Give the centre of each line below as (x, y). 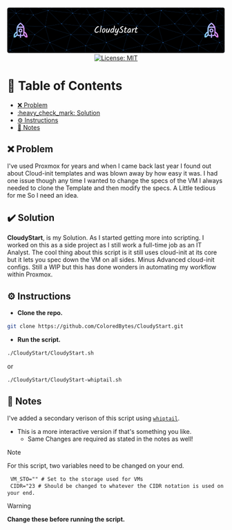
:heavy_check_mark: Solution (59, 113)
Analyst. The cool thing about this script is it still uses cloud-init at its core (112, 252)
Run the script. (39, 340)
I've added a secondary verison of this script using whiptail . (94, 418)
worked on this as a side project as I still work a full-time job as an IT (105, 245)
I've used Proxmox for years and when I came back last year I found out (109, 166)
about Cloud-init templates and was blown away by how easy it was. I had (113, 173)
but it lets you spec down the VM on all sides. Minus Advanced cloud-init (111, 260)
